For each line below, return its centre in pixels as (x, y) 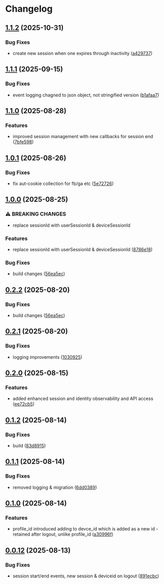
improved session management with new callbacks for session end (83, 137)
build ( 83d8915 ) (29, 445)
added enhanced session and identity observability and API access (83, 399)
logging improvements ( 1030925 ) (47, 357)
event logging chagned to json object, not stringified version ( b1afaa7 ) (86, 95)
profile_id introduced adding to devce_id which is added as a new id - (85, 529)
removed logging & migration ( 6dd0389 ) (55, 487)
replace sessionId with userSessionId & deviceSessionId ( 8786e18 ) (83, 249)
